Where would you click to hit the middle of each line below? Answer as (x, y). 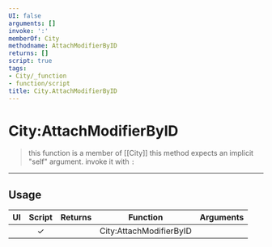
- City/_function (38, 76)
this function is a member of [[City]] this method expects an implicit (140, 153)
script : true (30, 61)
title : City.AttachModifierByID (63, 91)
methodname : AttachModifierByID (63, 46)
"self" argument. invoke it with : (81, 161)
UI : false (25, 16)
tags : (17, 69)
